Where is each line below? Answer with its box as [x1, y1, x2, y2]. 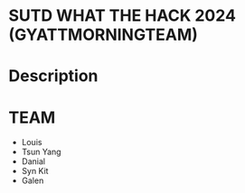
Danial [21, 156, 46, 167]
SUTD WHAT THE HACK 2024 [8, 5, 237, 26]
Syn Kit [21, 166, 49, 177]
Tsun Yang [21, 146, 61, 158]
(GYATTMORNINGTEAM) [8, 24, 198, 45]
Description [8, 66, 99, 87]
